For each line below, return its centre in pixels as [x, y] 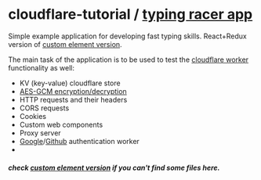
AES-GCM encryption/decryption [73, 91]
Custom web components [61, 124]
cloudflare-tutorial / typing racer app [130, 14]
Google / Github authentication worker [79, 141]
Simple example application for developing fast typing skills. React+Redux [127, 36]
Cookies [33, 116]
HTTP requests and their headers [73, 99]
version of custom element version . [65, 44]
